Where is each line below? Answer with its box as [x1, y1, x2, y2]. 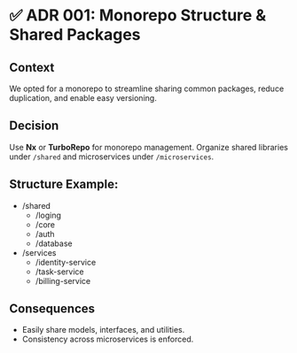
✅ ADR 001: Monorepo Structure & [9, 5, 267, 26]
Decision [9, 119, 59, 134]
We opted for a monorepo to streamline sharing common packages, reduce [9, 83, 285, 94]
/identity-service [35, 257, 97, 267]
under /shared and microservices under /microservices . [9, 151, 215, 162]
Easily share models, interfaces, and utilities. [21, 325, 185, 335]
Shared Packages [9, 25, 141, 45]
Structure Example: [9, 177, 119, 192]
